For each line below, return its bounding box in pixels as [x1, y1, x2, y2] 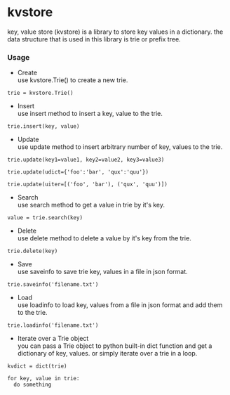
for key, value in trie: [7, 375, 80, 382]
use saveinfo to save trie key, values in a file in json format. [17, 268, 188, 276]
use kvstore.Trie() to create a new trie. [17, 76, 128, 84]
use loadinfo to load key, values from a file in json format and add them [17, 301, 223, 309]
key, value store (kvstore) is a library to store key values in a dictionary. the [7, 27, 224, 36]
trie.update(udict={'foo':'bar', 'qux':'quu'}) [7, 169, 149, 176]
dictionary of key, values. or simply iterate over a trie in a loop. [17, 349, 198, 358]
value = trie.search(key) [7, 214, 83, 221]
